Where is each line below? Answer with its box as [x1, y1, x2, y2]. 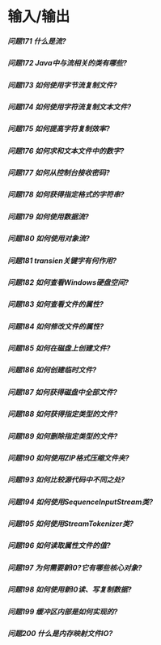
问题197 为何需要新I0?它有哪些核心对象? [7, 562, 142, 572]
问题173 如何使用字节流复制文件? [7, 80, 118, 90]
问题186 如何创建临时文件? [7, 365, 97, 375]
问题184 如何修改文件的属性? [7, 321, 104, 331]
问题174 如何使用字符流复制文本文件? [7, 102, 131, 112]
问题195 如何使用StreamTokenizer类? [7, 519, 134, 528]
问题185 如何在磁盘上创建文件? [7, 343, 111, 353]
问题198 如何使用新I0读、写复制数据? [7, 584, 132, 595]
